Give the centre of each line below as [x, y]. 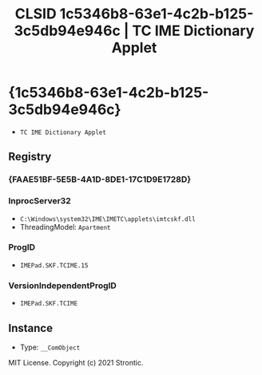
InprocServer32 [40, 201]
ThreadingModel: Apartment [65, 227]
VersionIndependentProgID [63, 286]
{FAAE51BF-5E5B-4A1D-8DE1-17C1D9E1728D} [100, 180]
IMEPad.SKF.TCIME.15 [54, 265]
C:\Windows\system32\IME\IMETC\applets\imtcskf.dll [107, 219]
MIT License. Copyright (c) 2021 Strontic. [76, 362]
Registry [30, 157]
